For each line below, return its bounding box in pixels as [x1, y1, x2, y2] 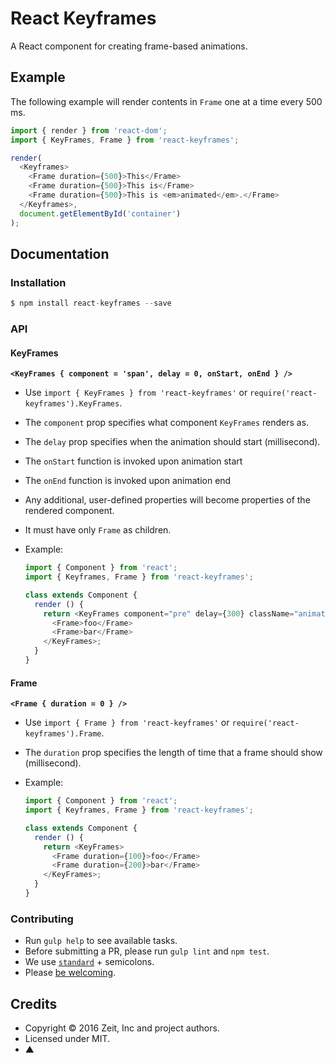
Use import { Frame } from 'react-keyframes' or [24, 717, 230, 729]
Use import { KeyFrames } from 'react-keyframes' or [24, 387, 248, 399]
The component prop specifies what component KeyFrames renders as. [24, 417, 310, 429]
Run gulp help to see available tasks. [24, 935, 178, 947]
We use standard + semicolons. [24, 956, 155, 968]
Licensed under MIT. [24, 1033, 111, 1044]
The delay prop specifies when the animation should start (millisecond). [24, 436, 321, 448]
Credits [10, 995, 58, 1012]
